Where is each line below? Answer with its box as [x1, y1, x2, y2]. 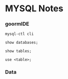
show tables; [5, 49, 32, 54]
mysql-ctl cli [5, 31, 34, 37]
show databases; [5, 40, 38, 45]
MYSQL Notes [5, 3, 64, 14]
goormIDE [5, 21, 29, 27]
